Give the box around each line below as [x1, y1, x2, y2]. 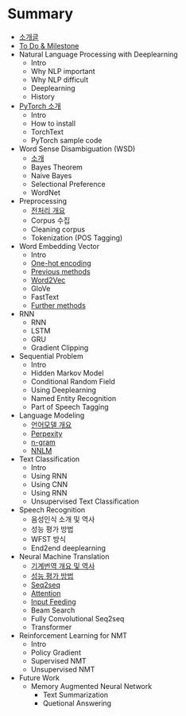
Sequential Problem [18, 351, 84, 360]
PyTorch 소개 [18, 101, 61, 111]
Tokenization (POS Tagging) [30, 232, 123, 243]
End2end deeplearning [30, 543, 107, 553]
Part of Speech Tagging [30, 402, 109, 411]
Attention [30, 588, 61, 597]
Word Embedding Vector [18, 241, 100, 251]
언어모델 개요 [30, 419, 72, 430]
